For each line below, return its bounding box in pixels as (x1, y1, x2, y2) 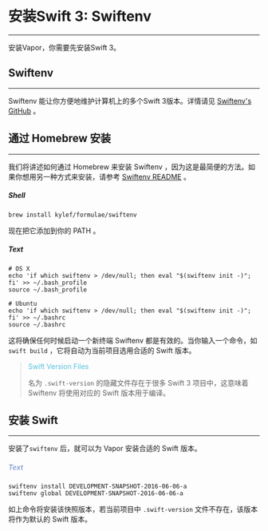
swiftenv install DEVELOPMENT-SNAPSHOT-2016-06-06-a (8, 482, 187, 491)
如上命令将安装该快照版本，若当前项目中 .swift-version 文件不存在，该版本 (8, 505, 258, 514)
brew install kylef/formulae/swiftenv (8, 211, 137, 219)
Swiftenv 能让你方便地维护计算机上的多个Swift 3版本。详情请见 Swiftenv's (8, 96, 252, 105)
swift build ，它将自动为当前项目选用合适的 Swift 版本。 (8, 345, 196, 355)
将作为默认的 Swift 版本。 (8, 514, 92, 524)
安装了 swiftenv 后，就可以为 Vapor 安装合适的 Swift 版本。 (8, 444, 202, 454)
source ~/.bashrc (8, 320, 66, 328)
